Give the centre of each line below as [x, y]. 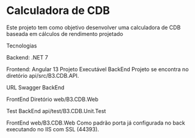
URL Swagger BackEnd [36, 87]
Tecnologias [22, 46]
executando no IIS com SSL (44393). [53, 129]
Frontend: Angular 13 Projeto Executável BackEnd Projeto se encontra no [97, 69]
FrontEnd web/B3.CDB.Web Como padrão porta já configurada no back [96, 123]
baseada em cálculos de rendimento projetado [65, 33]
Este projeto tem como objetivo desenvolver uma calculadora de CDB [94, 27]
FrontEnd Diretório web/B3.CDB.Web [52, 99]
